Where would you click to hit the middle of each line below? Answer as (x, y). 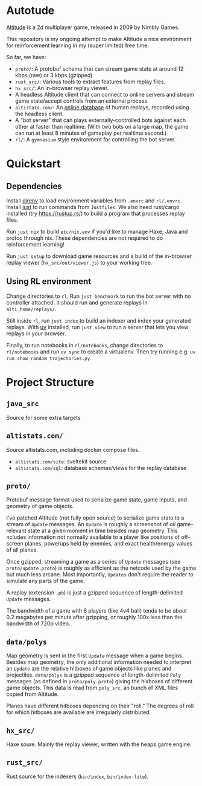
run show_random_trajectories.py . (49, 358)
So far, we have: (26, 57)
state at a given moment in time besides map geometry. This (103, 531)
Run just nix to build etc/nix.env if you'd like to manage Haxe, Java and (97, 231)
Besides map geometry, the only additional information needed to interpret (99, 662)
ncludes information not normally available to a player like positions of (93, 537)
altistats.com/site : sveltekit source (61, 461)
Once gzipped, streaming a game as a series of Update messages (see (93, 562)
